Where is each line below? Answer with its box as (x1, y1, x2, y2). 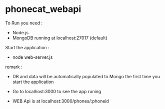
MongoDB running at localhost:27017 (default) (12, 35, 107, 41)
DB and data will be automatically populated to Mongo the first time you (12, 73, 160, 79)
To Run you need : (5, 20, 43, 26)
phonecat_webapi (5, 3, 81, 15)
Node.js (12, 29, 29, 35)
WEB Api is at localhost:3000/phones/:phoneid (12, 98, 109, 104)
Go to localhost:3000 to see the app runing (12, 88, 101, 94)
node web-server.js (12, 54, 53, 60)
